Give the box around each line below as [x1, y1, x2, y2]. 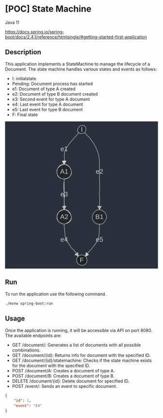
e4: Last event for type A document [12, 101, 83, 107]
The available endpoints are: [5, 333, 62, 338]
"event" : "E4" [14, 403, 42, 408]
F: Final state [12, 112, 38, 117]
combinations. [12, 347, 41, 353]
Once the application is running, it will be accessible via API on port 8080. [5, 327, 153, 333]
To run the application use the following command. [5, 291, 107, 297]
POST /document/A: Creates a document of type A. [12, 368, 115, 373]
